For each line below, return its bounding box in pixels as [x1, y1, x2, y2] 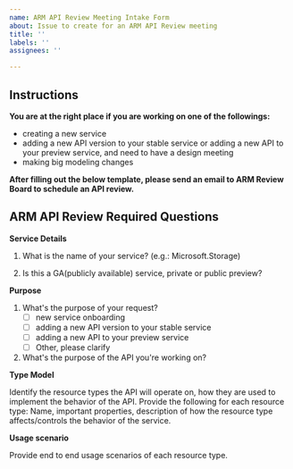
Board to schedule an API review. [9, 183, 134, 194]
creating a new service [21, 128, 107, 138]
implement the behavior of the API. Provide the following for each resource [9, 397, 285, 406]
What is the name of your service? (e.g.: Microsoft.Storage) [21, 250, 241, 261]
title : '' [9, 29, 46, 38]
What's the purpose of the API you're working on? [21, 352, 207, 363]
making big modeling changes [21, 156, 134, 167]
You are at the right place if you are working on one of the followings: [9, 111, 271, 121]
